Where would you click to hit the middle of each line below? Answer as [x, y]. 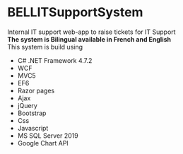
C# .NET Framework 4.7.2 [55, 60]
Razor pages [36, 90]
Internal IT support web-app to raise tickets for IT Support [91, 32]
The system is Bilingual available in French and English [89, 39]
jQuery [27, 105]
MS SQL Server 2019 [48, 136]
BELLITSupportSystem [75, 12]
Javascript [33, 128]
